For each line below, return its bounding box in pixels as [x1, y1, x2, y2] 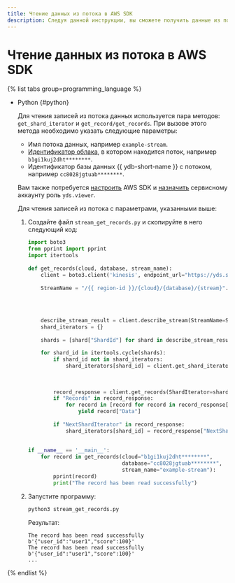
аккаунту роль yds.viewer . [17, 191, 96, 199]
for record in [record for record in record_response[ [65, 401, 229, 409]
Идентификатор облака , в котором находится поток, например [27, 147, 217, 156]
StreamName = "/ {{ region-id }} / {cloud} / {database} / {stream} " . [41, 285, 229, 291]
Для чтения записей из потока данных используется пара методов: [17, 112, 220, 120]
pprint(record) [52, 473, 98, 480]
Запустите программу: [27, 492, 97, 501]
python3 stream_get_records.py [27, 505, 120, 512]
